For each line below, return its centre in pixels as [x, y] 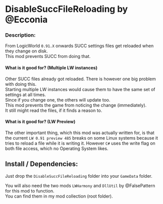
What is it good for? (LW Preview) [40, 122]
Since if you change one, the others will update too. [58, 100]
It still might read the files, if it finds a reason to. [54, 110]
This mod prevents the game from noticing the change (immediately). [76, 105]
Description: [20, 35]
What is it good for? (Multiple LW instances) [51, 68]
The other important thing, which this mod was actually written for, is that [80, 133]
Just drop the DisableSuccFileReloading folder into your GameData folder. [79, 176]
